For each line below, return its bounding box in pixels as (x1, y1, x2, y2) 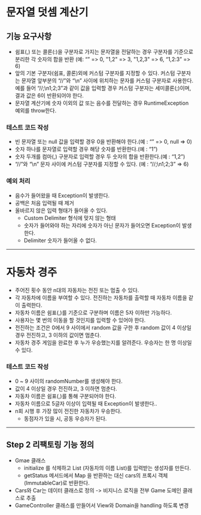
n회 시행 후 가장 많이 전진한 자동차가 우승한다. (14, 407, 122, 414)
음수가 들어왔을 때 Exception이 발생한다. (14, 192, 110, 199)
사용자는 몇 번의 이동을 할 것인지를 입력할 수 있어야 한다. (14, 316, 146, 323)
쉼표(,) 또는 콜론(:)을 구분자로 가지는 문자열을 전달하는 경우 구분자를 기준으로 (14, 49, 193, 55)
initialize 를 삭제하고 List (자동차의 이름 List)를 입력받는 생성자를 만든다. (23, 464, 191, 471)
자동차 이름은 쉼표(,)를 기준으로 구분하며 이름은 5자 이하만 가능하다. (14, 309, 172, 316)
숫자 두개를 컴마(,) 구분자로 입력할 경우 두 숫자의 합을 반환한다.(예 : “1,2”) (14, 153, 185, 160)
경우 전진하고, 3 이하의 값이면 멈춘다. (14, 331, 102, 338)
